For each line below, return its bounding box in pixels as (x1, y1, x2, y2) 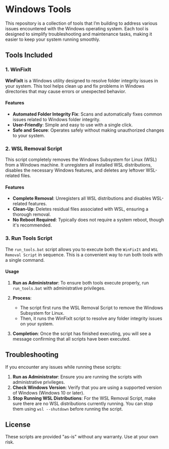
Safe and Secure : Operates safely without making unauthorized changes (12, 127, 164, 133)
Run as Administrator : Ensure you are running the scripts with (12, 373, 142, 379)
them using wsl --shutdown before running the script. (12, 406, 123, 412)
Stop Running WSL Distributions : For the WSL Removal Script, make (12, 395, 156, 401)
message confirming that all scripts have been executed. (12, 335, 131, 342)
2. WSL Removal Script (5, 145, 63, 152)
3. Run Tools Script (5, 235, 53, 242)
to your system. (12, 132, 45, 138)
